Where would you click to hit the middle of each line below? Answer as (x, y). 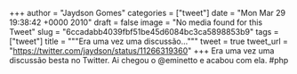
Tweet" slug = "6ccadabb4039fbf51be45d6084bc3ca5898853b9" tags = (144, 32)
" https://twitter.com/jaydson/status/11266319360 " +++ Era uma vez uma (142, 51)
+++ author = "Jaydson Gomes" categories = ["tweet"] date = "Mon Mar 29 (148, 13)
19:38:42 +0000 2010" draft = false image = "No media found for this (136, 22)
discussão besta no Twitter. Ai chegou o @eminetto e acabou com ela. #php (149, 60)
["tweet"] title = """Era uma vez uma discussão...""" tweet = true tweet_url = (149, 41)
